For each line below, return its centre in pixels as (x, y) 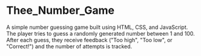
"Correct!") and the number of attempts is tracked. (69, 46)
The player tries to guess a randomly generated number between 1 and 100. (100, 33)
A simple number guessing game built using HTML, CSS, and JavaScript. (97, 27)
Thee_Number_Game (61, 11)
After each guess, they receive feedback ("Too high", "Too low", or (89, 40)
